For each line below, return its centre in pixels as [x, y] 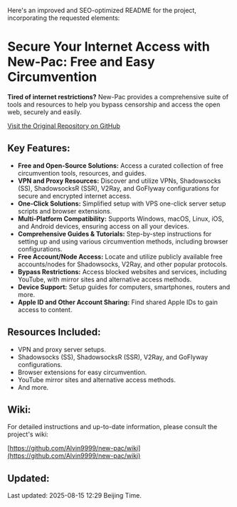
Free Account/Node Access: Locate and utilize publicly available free [120, 256]
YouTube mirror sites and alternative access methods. [97, 380]
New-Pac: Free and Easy [81, 62]
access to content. [45, 309]
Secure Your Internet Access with [109, 47]
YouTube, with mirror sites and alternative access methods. [105, 279]
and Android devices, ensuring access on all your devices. [103, 226]
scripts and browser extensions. [65, 211]
